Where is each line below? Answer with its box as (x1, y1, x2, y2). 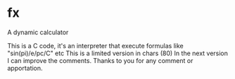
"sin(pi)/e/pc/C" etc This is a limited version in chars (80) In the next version (7, 49, 229, 57)
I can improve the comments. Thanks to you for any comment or (7, 56, 193, 64)
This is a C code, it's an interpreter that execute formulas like (7, 41, 184, 50)
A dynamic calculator (7, 28, 69, 36)
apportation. (7, 64, 44, 72)
